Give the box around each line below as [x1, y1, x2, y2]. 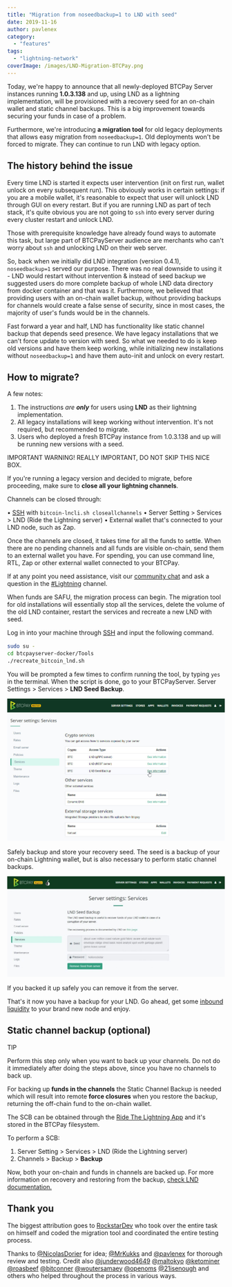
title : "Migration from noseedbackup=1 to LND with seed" [7, 11, 177, 18]
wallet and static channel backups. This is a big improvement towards [7, 104, 206, 112]
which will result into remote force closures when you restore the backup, [7, 1092, 218, 1100]
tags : [7, 48, 23, 55]
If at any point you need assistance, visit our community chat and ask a [7, 572, 209, 580]
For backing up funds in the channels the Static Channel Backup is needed [7, 1085, 222, 1093]
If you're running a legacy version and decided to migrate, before [7, 474, 193, 483]
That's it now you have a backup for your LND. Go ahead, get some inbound [7, 997, 224, 1005]
